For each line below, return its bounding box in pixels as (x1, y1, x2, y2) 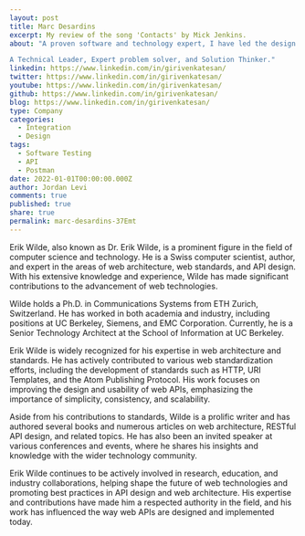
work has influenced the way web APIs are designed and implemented (9, 506, 275, 517)
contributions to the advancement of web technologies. (9, 280, 218, 291)
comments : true (9, 191, 68, 201)
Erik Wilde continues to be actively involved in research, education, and (9, 468, 279, 478)
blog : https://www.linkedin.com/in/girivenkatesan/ (9, 98, 210, 107)
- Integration (17, 123, 71, 132)
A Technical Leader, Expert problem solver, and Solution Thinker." (9, 56, 276, 65)
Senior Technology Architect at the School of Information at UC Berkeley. (9, 327, 285, 338)
